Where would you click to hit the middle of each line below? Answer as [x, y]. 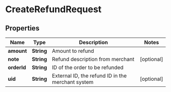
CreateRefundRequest [53, 9]
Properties [22, 28]
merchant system [73, 82]
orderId [17, 67]
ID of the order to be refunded [88, 67]
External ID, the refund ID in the [89, 76]
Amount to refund [73, 51]
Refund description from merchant [93, 59]
